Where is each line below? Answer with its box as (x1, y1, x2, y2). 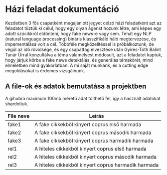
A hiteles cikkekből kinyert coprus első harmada (34, 145, 147, 152)
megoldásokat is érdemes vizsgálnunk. (5, 67, 86, 73)
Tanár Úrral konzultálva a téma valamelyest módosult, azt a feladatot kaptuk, (5, 51, 163, 58)
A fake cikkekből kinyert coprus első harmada (34, 121, 142, 128)
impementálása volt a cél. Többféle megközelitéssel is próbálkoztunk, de (5, 41, 155, 47)
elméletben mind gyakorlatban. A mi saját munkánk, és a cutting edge (5, 62, 149, 68)
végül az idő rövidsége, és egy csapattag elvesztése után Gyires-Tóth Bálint (5, 46, 161, 52)
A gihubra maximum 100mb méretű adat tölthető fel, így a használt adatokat (5, 95, 161, 101)
